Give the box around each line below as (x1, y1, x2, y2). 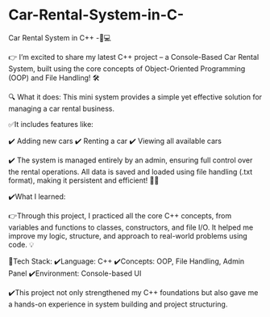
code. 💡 (8, 239, 35, 249)
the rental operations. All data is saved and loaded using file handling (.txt (8, 167, 253, 176)
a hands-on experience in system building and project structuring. (8, 299, 228, 309)
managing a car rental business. (8, 104, 115, 113)
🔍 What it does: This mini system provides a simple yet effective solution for (8, 91, 263, 102)
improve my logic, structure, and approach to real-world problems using (8, 230, 247, 240)
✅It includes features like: (8, 119, 94, 129)
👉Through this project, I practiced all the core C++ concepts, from (8, 210, 232, 220)
